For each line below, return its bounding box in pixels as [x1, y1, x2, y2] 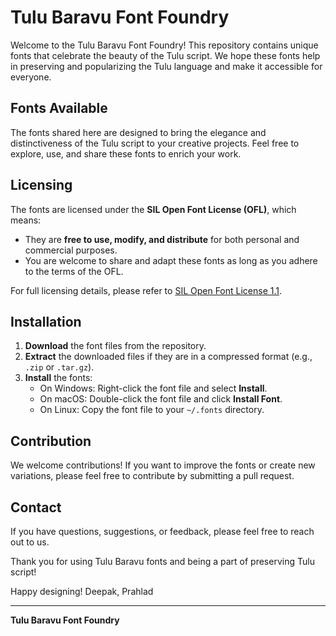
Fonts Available [10, 100, 108, 117]
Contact [10, 499, 62, 516]
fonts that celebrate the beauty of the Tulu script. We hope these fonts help [10, 49, 321, 61]
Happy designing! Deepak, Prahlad [10, 586, 154, 597]
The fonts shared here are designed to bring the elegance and [10, 126, 267, 138]
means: [10, 214, 42, 226]
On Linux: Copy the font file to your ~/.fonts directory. [39, 404, 265, 416]
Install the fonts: [24, 372, 93, 384]
